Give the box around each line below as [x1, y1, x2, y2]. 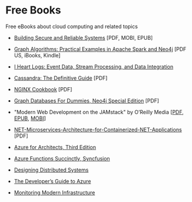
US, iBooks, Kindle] [13, 52, 61, 59]
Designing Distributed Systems [13, 166, 89, 173]
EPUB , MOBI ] [13, 115, 46, 122]
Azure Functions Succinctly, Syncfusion [13, 155, 111, 162]
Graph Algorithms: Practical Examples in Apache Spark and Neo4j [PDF [13, 45, 187, 53]
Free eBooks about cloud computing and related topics [5, 23, 138, 30]
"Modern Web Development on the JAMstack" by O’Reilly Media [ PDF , [13, 108, 184, 115]
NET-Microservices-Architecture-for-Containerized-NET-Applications [13, 126, 182, 133]
